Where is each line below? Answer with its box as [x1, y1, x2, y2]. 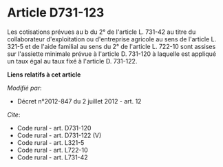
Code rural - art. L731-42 [17, 153, 88, 161]
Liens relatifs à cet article [7, 70, 81, 79]
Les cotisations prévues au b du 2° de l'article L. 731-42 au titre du [7, 28, 196, 36]
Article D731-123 [7, 5, 105, 21]
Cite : [7, 110, 21, 119]
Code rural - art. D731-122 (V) [17, 131, 102, 139]
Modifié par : [7, 83, 43, 92]
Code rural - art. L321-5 [17, 138, 85, 146]
